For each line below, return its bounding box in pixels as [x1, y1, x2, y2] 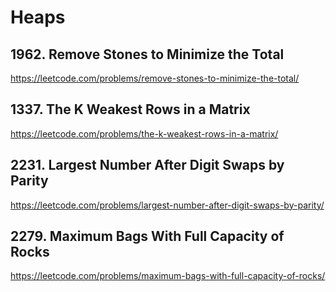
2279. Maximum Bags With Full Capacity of [10, 228, 285, 245]
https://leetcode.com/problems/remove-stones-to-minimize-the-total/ [10, 72, 300, 84]
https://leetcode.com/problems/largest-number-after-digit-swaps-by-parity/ [10, 199, 325, 211]
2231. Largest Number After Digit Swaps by [10, 157, 285, 174]
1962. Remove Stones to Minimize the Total [10, 46, 285, 63]
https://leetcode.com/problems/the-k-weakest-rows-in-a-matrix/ [10, 127, 279, 140]
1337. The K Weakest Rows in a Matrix [10, 101, 251, 118]
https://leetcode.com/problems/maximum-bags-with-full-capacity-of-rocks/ [10, 270, 326, 282]
